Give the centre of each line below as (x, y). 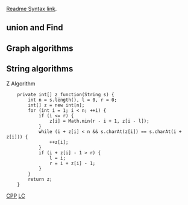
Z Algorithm (21, 83)
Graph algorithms (40, 48)
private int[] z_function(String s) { (66, 94)
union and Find (35, 28)
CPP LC (16, 195)
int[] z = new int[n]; (56, 105)
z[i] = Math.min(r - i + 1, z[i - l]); (99, 121)
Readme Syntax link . (32, 9)
